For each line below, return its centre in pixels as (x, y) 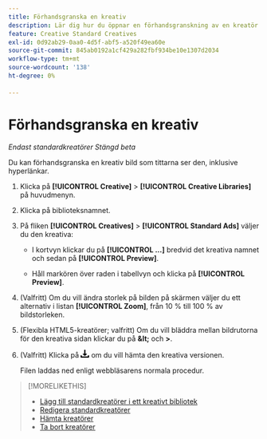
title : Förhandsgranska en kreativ (67, 17)
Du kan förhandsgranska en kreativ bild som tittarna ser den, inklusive (123, 162)
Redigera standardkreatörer (85, 409)
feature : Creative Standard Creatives (73, 34)
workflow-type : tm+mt (44, 59)
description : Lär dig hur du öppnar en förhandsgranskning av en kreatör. (135, 25)
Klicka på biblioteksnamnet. (65, 210)
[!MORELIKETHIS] (57, 386)
